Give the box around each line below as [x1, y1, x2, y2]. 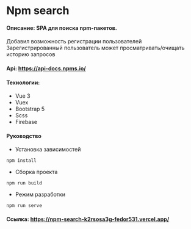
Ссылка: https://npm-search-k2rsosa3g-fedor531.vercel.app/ [6, 215, 170, 223]
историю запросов [6, 51, 56, 58]
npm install [6, 158, 37, 164]
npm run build [6, 180, 43, 186]
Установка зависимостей [15, 146, 81, 153]
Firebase [15, 118, 38, 126]
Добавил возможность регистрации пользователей [6, 38, 142, 45]
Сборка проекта [15, 169, 58, 176]
